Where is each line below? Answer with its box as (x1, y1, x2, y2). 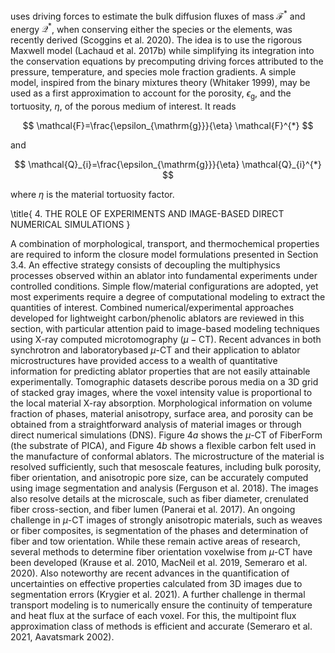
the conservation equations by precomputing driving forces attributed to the (10, 55, 324, 68)
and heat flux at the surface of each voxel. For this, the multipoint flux (10, 610, 297, 622)
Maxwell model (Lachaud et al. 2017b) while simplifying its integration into (10, 45, 315, 57)
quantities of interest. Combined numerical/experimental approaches (10, 302, 295, 314)
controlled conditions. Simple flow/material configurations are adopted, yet (10, 280, 319, 293)
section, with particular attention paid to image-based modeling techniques (10, 323, 320, 335)
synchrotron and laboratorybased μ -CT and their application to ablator (10, 344, 301, 356)
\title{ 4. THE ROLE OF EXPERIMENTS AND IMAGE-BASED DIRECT (10, 208, 285, 220)
